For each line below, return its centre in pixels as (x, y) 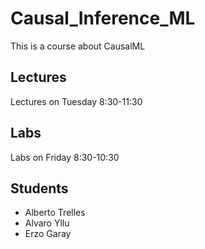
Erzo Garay (48, 234)
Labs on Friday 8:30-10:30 (65, 157)
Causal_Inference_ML (103, 18)
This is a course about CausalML (78, 46)
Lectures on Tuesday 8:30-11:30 (76, 101)
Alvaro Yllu (47, 223)
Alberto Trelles (55, 213)
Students (39, 188)
